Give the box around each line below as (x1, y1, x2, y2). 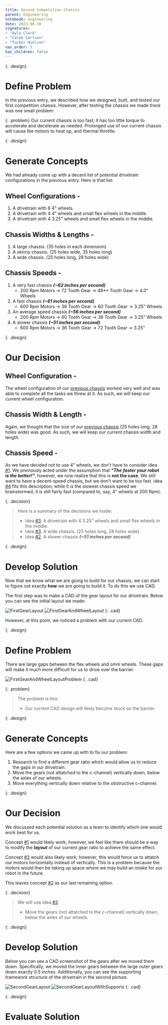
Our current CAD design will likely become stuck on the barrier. (25, 705, 156, 712)
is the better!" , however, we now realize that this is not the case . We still (5, 473, 156, 479)
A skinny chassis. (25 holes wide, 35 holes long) (12, 249, 112, 255)
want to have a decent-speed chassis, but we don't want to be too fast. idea (5, 478, 162, 484)
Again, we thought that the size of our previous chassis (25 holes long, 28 (5, 424, 158, 430)
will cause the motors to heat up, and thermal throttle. (5, 128, 116, 134)
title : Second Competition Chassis (5, 7, 80, 13)
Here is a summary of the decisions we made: (17, 508, 112, 514)
